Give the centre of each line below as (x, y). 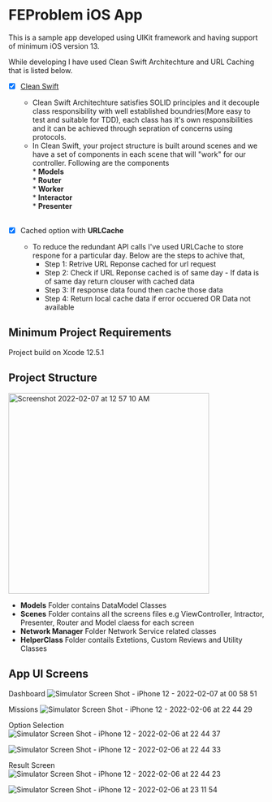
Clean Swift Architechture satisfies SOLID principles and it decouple (146, 102)
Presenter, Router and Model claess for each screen (107, 622)
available (59, 307)
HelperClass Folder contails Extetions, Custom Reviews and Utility (131, 639)
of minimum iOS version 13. (54, 46)
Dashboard (27, 693)
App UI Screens (49, 674)
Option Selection (37, 725)
